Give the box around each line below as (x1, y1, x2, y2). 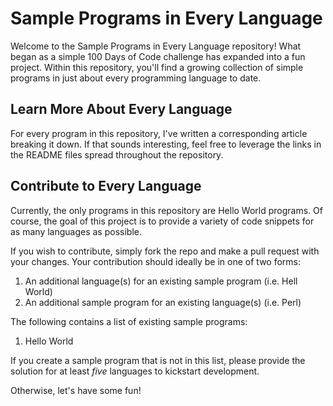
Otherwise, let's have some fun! (10, 384, 142, 396)
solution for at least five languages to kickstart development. (10, 365, 260, 377)
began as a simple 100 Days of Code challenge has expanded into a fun (10, 50, 306, 62)
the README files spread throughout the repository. (10, 148, 224, 161)
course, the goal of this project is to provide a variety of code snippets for (10, 215, 315, 227)
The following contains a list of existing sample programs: (10, 315, 248, 327)
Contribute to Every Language (10, 178, 202, 195)
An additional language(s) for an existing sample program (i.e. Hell (24, 275, 298, 287)
